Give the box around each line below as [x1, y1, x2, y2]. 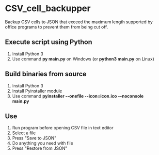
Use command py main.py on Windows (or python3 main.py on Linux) [12, 56, 154, 62]
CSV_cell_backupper [5, 3, 91, 14]
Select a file [12, 130, 36, 136]
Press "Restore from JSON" [12, 145, 68, 151]
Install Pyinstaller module [12, 88, 63, 94]
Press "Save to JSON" [12, 135, 57, 141]
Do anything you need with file [12, 141, 74, 146]
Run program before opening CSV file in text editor [12, 125, 114, 131]
